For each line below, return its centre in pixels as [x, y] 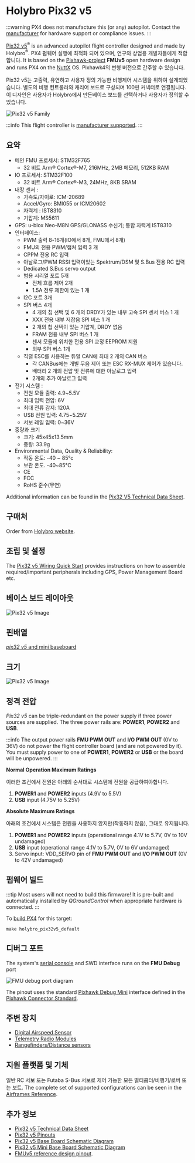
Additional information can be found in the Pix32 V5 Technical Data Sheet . [95, 497]
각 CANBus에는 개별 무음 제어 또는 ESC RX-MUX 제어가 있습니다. [107, 364]
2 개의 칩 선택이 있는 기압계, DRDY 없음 [77, 327]
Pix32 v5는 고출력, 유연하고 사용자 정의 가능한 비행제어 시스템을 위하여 [87, 80]
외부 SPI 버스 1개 [51, 349]
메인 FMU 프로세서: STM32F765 [52, 160]
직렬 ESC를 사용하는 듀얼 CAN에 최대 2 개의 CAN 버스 [85, 356]
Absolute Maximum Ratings [40, 811]
